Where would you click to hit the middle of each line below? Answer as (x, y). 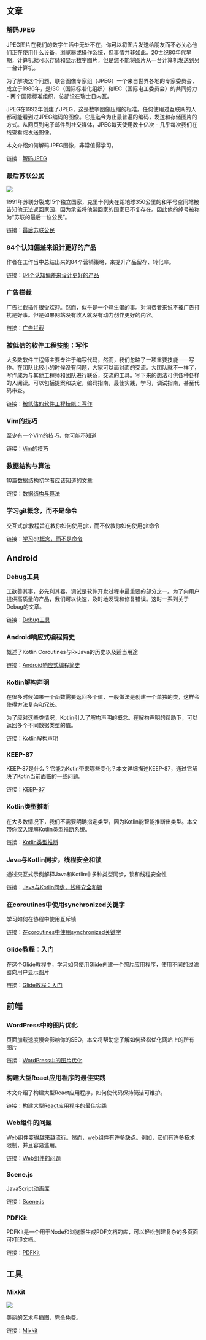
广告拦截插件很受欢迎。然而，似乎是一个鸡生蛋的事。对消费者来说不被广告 (100, 307)
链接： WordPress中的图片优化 (44, 1061)
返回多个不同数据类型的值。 (41, 725)
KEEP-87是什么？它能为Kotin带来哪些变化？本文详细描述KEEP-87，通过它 (99, 769)
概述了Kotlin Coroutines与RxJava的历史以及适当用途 (72, 652)
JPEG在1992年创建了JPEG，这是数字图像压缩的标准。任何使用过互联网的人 (101, 109)
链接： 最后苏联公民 (31, 230)
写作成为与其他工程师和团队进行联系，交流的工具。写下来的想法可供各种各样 (103, 375)
